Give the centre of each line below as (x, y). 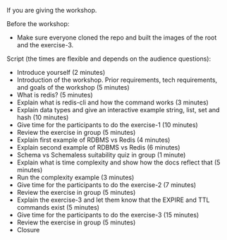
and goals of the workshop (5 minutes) (73, 87)
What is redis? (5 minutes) (55, 95)
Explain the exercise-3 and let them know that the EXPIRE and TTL (113, 200)
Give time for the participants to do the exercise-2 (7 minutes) (106, 185)
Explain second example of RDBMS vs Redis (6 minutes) (98, 147)
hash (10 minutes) (43, 117)
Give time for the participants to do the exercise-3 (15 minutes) (108, 215)
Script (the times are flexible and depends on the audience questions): (109, 59)
